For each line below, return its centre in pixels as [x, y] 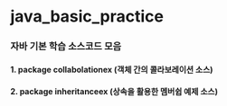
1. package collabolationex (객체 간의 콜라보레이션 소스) [112, 69]
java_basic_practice [87, 17]
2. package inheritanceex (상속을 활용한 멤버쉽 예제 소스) [114, 92]
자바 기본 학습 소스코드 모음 [66, 47]
